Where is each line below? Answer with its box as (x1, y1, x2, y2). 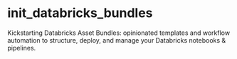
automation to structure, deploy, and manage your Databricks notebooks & (7, 36, 226, 44)
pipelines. (7, 43, 36, 52)
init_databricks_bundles (7, 5, 153, 21)
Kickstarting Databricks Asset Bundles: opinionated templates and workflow (7, 28, 230, 37)
